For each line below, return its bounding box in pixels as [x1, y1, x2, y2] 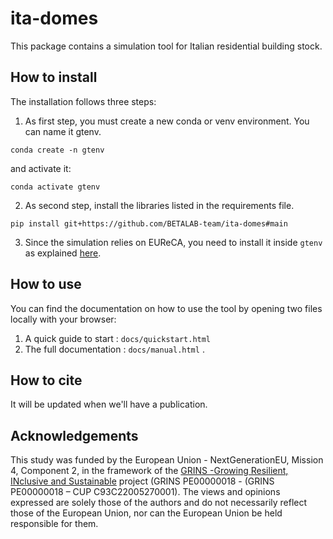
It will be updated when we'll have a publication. [10, 398, 208, 411]
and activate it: [10, 162, 72, 174]
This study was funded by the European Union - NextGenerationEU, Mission [10, 454, 324, 466]
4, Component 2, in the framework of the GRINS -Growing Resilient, [10, 465, 289, 477]
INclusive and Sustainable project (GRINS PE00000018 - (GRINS [10, 475, 275, 487]
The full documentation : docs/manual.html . [24, 343, 205, 355]
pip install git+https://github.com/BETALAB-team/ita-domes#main [10, 218, 288, 229]
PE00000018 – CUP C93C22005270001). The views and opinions [10, 486, 281, 498]
